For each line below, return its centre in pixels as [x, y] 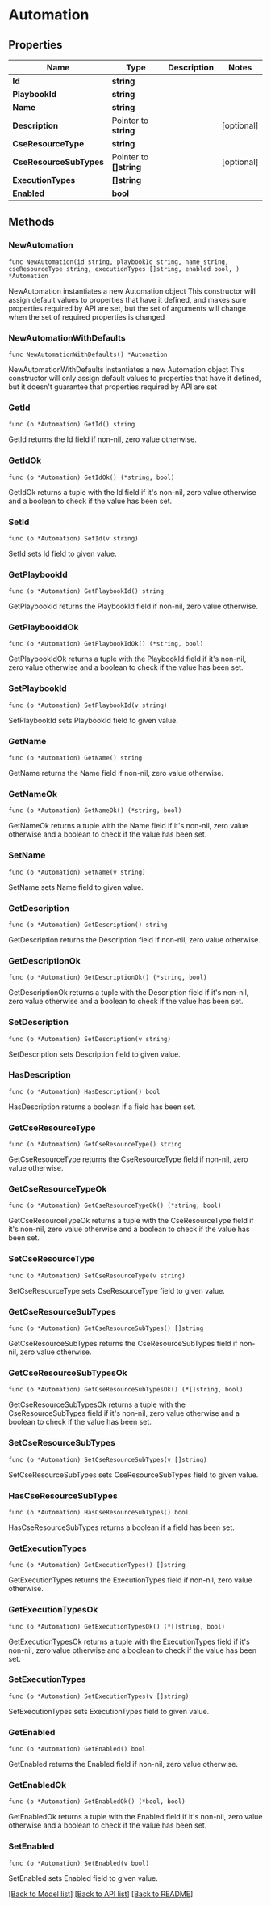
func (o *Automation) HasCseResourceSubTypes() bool [99, 1512]
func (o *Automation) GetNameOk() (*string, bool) [95, 811]
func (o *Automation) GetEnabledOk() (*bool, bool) [97, 1802]
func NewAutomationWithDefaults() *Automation [88, 354]
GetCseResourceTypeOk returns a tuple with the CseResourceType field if [131, 1221]
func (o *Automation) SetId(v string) [73, 538]
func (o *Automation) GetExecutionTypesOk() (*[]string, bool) [117, 1626]
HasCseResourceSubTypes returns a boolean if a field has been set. [122, 1527]
